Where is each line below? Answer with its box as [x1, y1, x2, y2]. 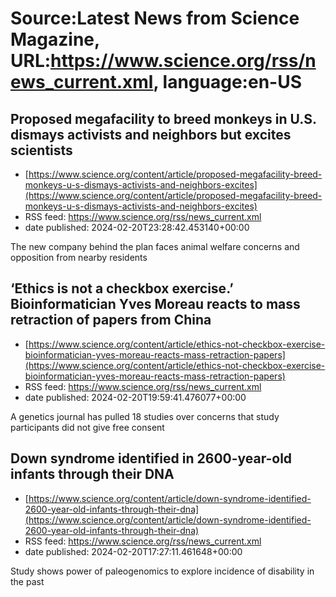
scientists [10, 142, 73, 159]
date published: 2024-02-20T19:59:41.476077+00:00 [24, 391, 247, 403]
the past [10, 575, 45, 587]
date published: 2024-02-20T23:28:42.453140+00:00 [24, 222, 250, 233]
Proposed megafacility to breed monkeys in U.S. [10, 110, 317, 127]
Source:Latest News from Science [10, 7, 300, 30]
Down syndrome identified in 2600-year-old [10, 450, 293, 467]
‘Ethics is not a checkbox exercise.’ [10, 280, 234, 297]
